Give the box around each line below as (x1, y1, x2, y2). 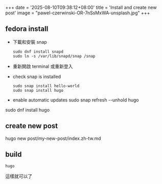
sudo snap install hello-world (12, 83, 80, 89)
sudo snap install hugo (12, 88, 64, 93)
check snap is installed (12, 73, 61, 79)
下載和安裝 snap (12, 38, 47, 45)
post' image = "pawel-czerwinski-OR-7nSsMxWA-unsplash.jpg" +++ (5, 10, 150, 16)
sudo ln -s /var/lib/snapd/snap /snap (12, 53, 96, 58)
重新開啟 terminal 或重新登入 (12, 63, 73, 69)
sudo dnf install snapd (12, 49, 64, 54)
